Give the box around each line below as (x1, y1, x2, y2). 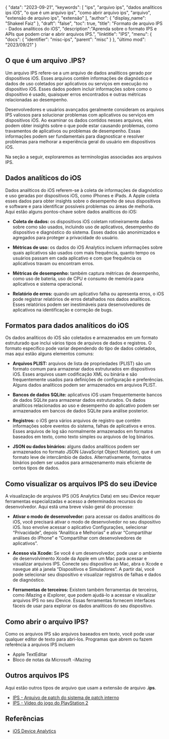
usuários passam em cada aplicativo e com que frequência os (12, 255, 142, 261)
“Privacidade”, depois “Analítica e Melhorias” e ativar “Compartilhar (12, 530, 152, 536)
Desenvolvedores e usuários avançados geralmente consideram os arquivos (5, 106, 164, 113)
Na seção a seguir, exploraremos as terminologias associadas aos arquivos (5, 153, 162, 160)
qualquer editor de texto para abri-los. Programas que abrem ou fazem (5, 636, 153, 643)
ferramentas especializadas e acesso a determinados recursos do (5, 498, 143, 504)
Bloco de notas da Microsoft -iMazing (12, 657, 91, 663)
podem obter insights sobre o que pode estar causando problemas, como (5, 122, 158, 128)
